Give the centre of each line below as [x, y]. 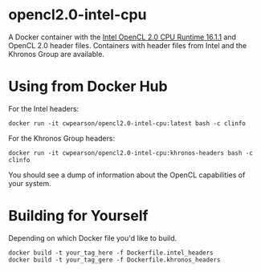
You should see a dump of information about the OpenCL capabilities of [127, 175]
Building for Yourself [78, 216]
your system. [30, 183]
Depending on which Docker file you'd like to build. [93, 237]
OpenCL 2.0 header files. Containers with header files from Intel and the [128, 45]
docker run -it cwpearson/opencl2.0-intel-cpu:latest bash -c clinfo [127, 123]
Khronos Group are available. [56, 54]
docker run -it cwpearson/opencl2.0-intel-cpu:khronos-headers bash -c [130, 153]
